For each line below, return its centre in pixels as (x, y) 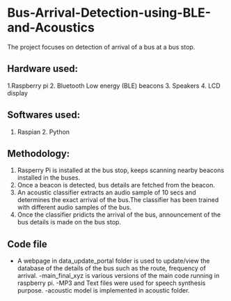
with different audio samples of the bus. (74, 208)
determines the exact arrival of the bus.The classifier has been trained (118, 200)
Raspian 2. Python (43, 132)
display (17, 93)
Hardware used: (43, 69)
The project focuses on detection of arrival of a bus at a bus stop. (101, 47)
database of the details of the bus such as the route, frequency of (112, 268)
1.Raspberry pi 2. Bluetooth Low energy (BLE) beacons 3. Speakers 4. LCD (114, 86)
